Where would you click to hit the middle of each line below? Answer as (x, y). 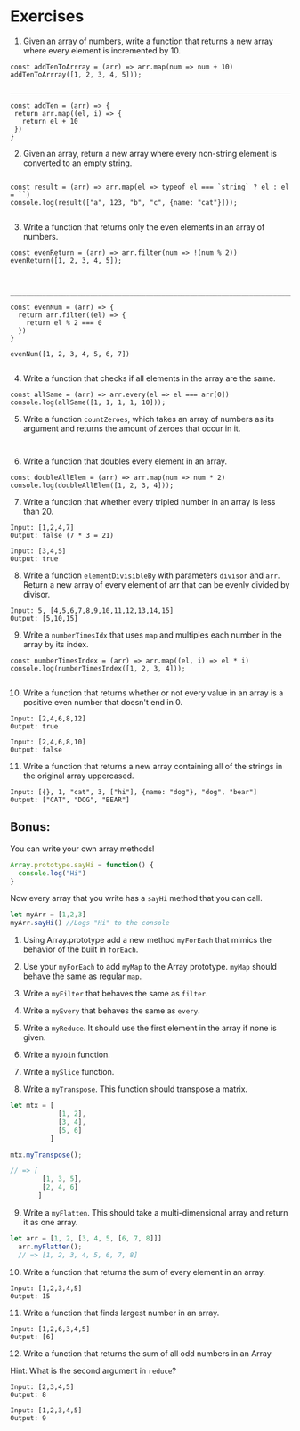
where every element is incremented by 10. (102, 50)
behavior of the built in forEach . (81, 949)
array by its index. (56, 644)
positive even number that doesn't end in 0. (103, 702)
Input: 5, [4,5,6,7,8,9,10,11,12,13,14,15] (92, 610)
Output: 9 (28, 1418)
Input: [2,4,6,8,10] (49, 742)
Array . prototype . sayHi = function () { (82, 865)
